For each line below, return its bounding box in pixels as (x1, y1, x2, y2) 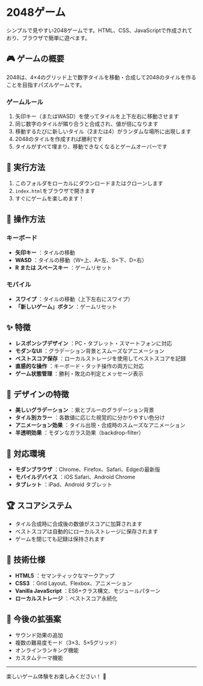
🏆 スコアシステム (6, 500, 72, 510)
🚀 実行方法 (6, 162, 45, 173)
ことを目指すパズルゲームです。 (6, 81, 86, 88)
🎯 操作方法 (6, 214, 45, 225)
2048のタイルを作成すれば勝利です (14, 136, 103, 143)
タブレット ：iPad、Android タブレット (14, 481, 113, 488)
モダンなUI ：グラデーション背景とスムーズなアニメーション (14, 347, 165, 354)
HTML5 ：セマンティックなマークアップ (14, 572, 115, 579)
